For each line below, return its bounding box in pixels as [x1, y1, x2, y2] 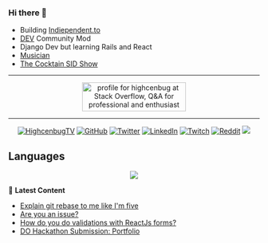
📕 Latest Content [8, 186, 65, 195]
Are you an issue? [19, 210, 79, 219]
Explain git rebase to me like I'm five [19, 201, 139, 210]
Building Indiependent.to [19, 25, 101, 35]
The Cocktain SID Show [19, 59, 98, 69]
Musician [19, 51, 50, 61]
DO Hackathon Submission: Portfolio [19, 226, 140, 236]
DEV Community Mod [19, 33, 92, 43]
